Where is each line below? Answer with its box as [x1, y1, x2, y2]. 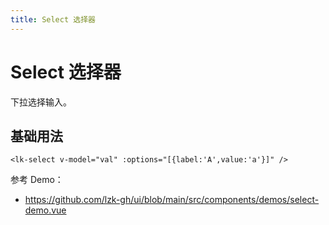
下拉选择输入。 [10, 96, 72, 108]
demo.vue [24, 204, 67, 216]
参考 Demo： [10, 174, 64, 186]
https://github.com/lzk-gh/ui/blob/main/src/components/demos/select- [24, 194, 320, 206]
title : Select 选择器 [10, 14, 96, 25]
